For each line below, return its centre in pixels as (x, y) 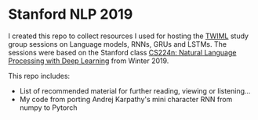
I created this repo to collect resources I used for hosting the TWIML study (129, 36)
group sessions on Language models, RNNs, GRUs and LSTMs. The (118, 44)
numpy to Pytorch (48, 108)
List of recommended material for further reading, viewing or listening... (135, 90)
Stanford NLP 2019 (71, 14)
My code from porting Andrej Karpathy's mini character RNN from (126, 99)
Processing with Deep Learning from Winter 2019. (89, 61)
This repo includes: (39, 76)
